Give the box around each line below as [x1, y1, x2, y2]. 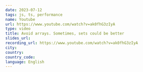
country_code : [5, 54, 36, 60]
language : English [5, 59, 44, 64]
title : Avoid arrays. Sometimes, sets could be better [5, 31, 125, 36]
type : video [5, 26, 31, 31]
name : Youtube [5, 17, 36, 22]
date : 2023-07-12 [5, 7, 42, 13]
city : [5, 45, 17, 50]
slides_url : [5, 36, 31, 41]
